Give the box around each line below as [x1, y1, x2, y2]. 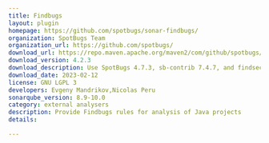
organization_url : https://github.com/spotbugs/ [8, 42, 174, 50]
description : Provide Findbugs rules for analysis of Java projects [8, 109, 242, 117]
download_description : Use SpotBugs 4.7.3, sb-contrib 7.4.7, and [8, 64, 235, 72]
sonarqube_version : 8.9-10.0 [8, 93, 106, 101]
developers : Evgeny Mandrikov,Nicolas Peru [8, 85, 156, 94]
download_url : [8, 49, 56, 57]
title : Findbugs [8, 11, 62, 20]
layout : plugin [8, 19, 59, 27]
